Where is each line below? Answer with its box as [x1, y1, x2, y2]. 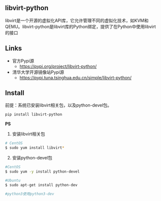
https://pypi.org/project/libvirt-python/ [19, 63, 97, 69]
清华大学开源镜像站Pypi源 [12, 69, 65, 75]
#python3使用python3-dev [5, 191, 54, 196]
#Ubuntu [5, 178, 21, 183]
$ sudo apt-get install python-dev [5, 182, 78, 187]
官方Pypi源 [12, 58, 34, 64]
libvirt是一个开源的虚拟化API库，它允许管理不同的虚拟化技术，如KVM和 [5, 17, 149, 23]
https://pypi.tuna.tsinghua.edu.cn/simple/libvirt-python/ [19, 74, 132, 80]
